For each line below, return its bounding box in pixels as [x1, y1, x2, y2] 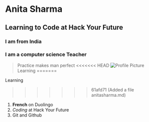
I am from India [5, 38, 42, 45]
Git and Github [12, 112, 42, 118]
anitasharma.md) [91, 92, 126, 98]
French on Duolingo [12, 101, 53, 107]
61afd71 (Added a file [91, 86, 135, 92]
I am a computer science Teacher [5, 51, 87, 58]
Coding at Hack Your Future [12, 107, 69, 113]
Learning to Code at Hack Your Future [5, 23, 123, 32]
